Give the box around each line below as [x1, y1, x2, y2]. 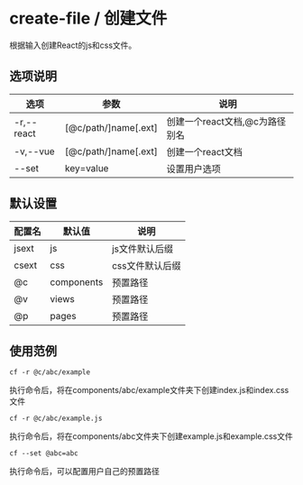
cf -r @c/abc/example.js [9, 414, 103, 424]
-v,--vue [14, 145, 56, 158]
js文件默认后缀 [111, 242, 174, 255]
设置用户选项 [166, 162, 221, 175]
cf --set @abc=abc [9, 449, 78, 458]
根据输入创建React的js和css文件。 [9, 40, 137, 50]
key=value [64, 161, 109, 174]
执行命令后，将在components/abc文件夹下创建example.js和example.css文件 [9, 431, 293, 442]
